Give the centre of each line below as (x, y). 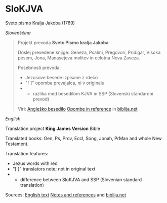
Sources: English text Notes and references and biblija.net (66, 195)
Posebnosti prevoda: (39, 67)
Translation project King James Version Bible (53, 128)
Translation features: (27, 153)
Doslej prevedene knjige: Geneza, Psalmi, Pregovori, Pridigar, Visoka (89, 52)
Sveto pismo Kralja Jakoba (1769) (40, 23)
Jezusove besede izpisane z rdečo (61, 77)
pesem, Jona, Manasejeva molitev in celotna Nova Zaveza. (79, 58)
